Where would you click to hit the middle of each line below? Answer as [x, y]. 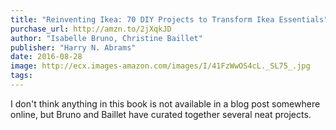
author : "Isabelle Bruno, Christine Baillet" [106, 38]
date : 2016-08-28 [46, 57]
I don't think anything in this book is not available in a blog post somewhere [165, 103]
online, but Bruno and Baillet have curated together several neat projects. [161, 114]
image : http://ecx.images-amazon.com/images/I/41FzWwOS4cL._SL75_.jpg [160, 66]
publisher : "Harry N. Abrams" [73, 47]
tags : [21, 76]
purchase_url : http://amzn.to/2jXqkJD [91, 29]
